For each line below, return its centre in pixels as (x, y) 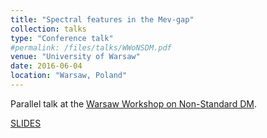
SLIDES (26, 123)
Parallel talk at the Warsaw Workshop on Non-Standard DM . (133, 103)
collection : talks (48, 29)
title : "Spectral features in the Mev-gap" (102, 19)
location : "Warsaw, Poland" (69, 76)
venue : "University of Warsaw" (75, 57)
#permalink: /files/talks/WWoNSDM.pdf (91, 47)
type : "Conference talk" (62, 38)
